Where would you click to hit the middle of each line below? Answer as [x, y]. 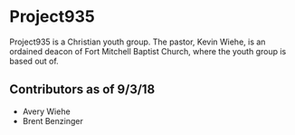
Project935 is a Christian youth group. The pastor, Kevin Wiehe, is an [138, 42]
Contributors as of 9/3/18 [82, 89]
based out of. [34, 61]
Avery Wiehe [46, 111]
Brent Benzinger [52, 121]
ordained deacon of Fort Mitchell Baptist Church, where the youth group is [148, 51]
